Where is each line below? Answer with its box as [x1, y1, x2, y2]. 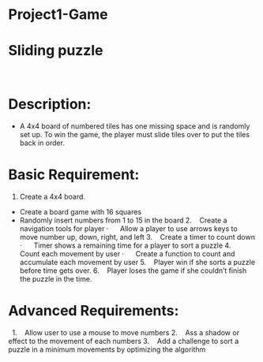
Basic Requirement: [8, 166, 140, 184]
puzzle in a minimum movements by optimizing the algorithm [8, 345, 206, 354]
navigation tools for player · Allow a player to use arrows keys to [19, 224, 239, 233]
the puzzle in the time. [19, 274, 92, 283]
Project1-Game [8, 6, 108, 24]
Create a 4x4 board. [19, 192, 85, 201]
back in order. [19, 138, 66, 147]
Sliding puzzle [8, 42, 103, 60]
